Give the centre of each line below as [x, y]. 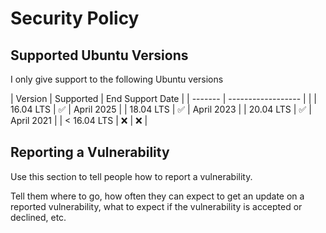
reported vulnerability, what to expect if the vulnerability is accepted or [156, 206]
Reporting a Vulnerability [90, 152]
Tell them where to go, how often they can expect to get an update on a [157, 196]
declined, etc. [38, 217]
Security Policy [75, 18]
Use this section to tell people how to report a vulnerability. [131, 176]
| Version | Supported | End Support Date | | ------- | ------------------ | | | [163, 98]
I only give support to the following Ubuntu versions [117, 79]
